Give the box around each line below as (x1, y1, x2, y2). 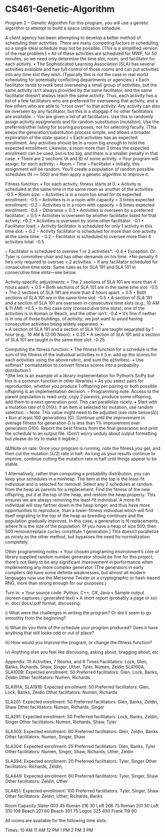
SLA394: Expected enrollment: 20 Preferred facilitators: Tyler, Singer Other (5, 758, 157, 764)
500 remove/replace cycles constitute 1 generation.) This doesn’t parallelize (5, 528, 159, 534)
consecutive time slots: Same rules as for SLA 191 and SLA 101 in (5, 264, 136, 270)
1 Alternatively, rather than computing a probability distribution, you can (5, 470, 150, 476)
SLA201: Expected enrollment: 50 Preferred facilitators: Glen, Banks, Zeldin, (5, 698, 159, 704)
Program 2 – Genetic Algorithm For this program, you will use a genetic (5, 20, 149, 26)
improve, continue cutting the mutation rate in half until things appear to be (5, 456, 157, 462)
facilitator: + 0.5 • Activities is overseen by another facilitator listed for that (5, 212, 157, 218)
